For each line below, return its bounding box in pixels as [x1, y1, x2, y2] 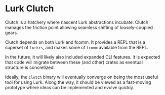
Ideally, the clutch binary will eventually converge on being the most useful [5, 74, 158, 80]
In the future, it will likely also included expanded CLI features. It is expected [5, 54, 161, 60]
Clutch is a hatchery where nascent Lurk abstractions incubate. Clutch [5, 19, 149, 25]
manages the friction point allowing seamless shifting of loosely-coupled [5, 24, 153, 30]
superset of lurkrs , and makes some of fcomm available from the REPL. [5, 44, 149, 50]
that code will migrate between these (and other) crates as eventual [5, 59, 143, 65]
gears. [5, 30, 18, 35]
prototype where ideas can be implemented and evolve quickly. [5, 84, 134, 90]
